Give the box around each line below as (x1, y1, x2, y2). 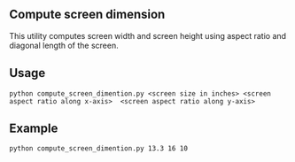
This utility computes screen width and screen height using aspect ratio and (9, 30, 286, 41)
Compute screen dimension (9, 7, 166, 22)
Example (9, 121, 58, 136)
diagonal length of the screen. (9, 40, 119, 50)
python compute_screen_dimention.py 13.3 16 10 (9, 144, 189, 153)
